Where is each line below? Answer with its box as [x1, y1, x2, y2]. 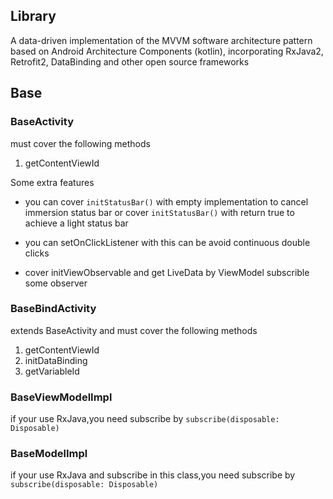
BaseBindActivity [10, 302, 97, 316]
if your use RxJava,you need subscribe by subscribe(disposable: [10, 413, 280, 425]
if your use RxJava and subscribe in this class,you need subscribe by [10, 469, 296, 481]
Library [10, 8, 57, 25]
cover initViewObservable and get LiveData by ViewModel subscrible [24, 266, 310, 278]
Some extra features [10, 176, 95, 188]
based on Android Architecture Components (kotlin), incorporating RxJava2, [10, 45, 324, 57]
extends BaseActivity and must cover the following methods [10, 324, 258, 336]
